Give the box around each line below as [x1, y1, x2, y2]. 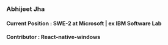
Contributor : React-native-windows [6, 34, 101, 41]
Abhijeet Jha [6, 5, 45, 13]
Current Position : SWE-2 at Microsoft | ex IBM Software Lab [6, 20, 162, 27]
